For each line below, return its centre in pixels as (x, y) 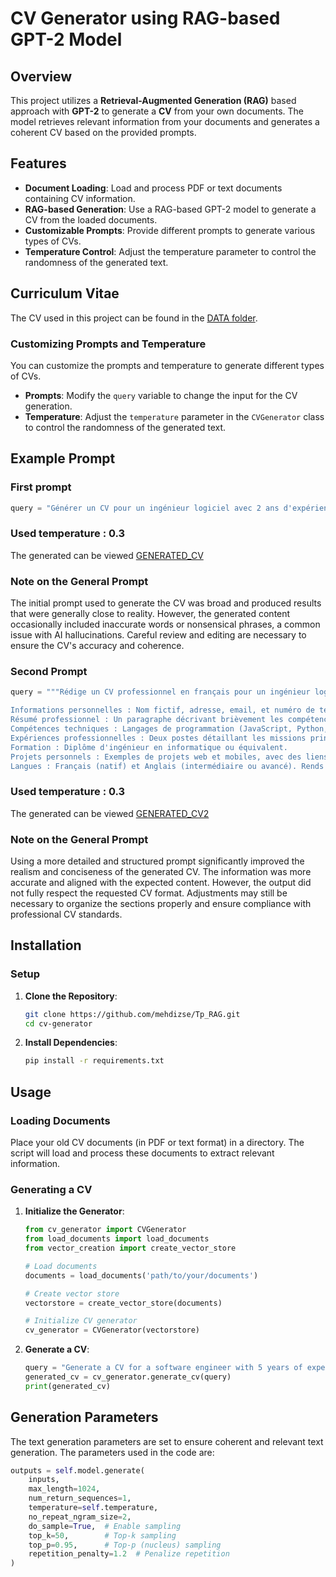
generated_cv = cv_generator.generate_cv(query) (128, 1377)
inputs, (44, 1480)
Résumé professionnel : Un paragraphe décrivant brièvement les (147, 720)
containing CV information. (80, 198)
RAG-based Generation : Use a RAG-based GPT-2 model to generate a (170, 209)
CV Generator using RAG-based (145, 18)
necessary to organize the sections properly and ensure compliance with (161, 903)
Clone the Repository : (71, 996)
